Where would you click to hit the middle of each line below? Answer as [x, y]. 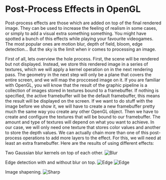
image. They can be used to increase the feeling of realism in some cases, [81, 28]
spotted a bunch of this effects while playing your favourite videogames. [79, 39]
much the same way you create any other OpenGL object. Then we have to [82, 111]
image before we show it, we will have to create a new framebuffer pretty [80, 106]
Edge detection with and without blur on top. [51, 162]
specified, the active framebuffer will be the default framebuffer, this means [83, 96]
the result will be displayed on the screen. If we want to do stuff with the [79, 101]
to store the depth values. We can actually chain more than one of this [77, 132]
